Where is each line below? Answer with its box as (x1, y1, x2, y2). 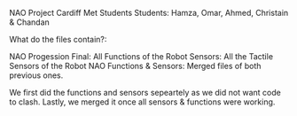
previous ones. (9, 70, 64, 81)
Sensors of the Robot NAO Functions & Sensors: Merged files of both (9, 61, 262, 71)
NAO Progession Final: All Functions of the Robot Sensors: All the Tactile (9, 51, 273, 61)
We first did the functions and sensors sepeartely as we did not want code (9, 88, 281, 97)
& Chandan (9, 17, 51, 27)
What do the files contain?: (9, 35, 107, 44)
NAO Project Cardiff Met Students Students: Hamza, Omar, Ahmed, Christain (9, 8, 289, 18)
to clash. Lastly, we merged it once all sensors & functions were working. (9, 97, 276, 107)
